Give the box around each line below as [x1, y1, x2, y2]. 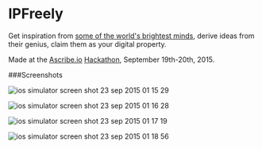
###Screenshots [8, 70, 64, 79]
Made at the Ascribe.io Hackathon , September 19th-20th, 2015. [8, 55, 215, 64]
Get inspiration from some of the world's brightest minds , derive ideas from [8, 31, 256, 40]
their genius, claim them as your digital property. [8, 39, 167, 48]
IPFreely [8, 5, 64, 23]
